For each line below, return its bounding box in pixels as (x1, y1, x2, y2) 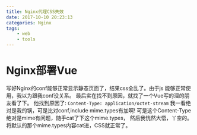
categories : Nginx (6, 20, 52, 26)
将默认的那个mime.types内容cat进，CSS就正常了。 (6, 121, 131, 128)
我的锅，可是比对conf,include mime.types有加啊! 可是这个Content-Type (16, 106, 192, 114)
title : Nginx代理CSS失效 (6, 8, 64, 15)
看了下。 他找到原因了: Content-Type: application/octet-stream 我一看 (11, 99, 186, 106)
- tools (17, 36, 36, 42)
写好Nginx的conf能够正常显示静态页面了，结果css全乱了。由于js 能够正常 (6, 84, 186, 92)
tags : (6, 25, 20, 32)
